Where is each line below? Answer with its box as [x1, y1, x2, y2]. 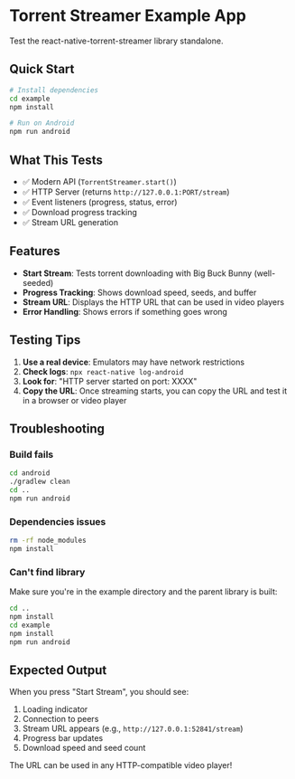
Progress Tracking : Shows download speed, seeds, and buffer [22, 287, 257, 298]
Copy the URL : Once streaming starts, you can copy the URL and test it [22, 385, 288, 396]
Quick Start [9, 62, 75, 77]
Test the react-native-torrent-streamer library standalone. [9, 35, 224, 46]
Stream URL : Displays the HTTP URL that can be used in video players [22, 296, 285, 308]
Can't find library [9, 565, 86, 578]
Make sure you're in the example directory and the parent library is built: [9, 586, 278, 597]
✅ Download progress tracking [22, 206, 137, 217]
